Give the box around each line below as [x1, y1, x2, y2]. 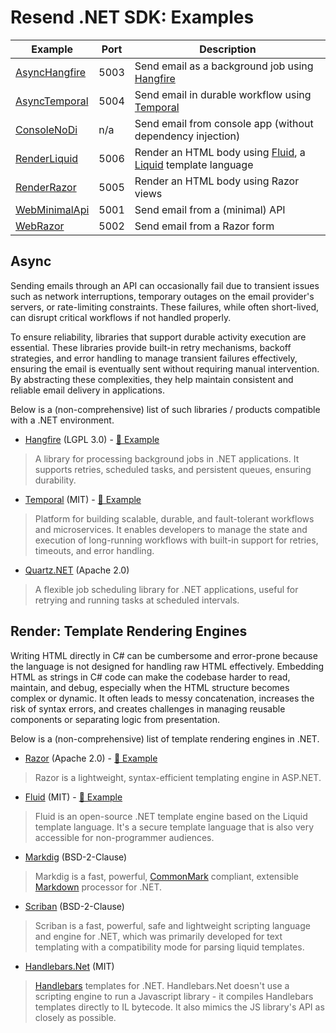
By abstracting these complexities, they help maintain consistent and [10, 373, 294, 385]
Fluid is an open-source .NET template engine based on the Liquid [34, 810, 308, 822]
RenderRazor [15, 180, 77, 194]
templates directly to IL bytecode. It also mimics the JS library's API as [34, 1001, 325, 1013]
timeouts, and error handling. [34, 544, 155, 556]
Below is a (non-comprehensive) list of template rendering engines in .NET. [10, 732, 320, 745]
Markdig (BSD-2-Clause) [24, 851, 128, 863]
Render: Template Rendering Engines [10, 623, 248, 640]
